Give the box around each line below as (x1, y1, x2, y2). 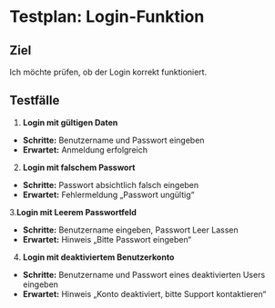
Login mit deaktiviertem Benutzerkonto (22, 252, 175, 263)
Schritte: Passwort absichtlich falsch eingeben (22, 179, 199, 190)
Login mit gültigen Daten (22, 116, 118, 128)
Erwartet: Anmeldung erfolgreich (22, 144, 148, 155)
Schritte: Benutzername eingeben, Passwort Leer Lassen (22, 224, 239, 235)
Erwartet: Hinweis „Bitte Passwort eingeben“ (22, 233, 192, 244)
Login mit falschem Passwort (22, 162, 136, 173)
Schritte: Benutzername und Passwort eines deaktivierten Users (22, 269, 266, 280)
